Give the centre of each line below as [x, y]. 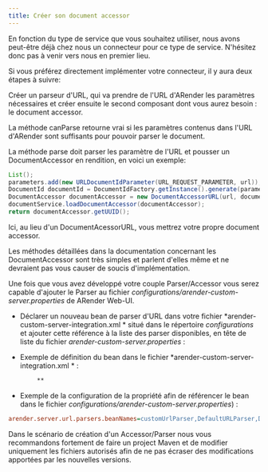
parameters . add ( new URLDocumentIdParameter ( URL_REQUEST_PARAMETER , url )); [135, 182]
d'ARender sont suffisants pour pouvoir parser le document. [107, 136]
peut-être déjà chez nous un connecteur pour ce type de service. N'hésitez [132, 47]
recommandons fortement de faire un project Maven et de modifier [118, 442]
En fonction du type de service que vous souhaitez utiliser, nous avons [124, 38]
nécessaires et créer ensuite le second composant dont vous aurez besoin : [133, 103]
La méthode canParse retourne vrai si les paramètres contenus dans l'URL [130, 127]
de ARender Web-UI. [100, 300]
